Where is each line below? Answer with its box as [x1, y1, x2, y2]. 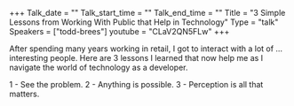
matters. [9, 88, 40, 99]
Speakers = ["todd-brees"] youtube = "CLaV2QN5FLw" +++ [9, 26, 230, 36]
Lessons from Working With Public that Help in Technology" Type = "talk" [9, 17, 279, 27]
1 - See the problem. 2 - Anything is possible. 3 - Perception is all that [9, 79, 264, 89]
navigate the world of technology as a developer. [9, 62, 188, 72]
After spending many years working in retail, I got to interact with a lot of [9, 43, 274, 54]
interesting [9, 53, 49, 63]
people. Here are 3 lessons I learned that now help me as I [50, 53, 264, 63]
